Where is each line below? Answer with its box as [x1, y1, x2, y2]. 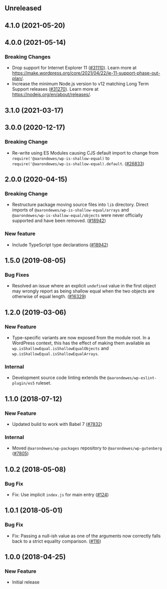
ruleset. [36, 380, 52, 386]
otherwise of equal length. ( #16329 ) [12, 293, 86, 300]
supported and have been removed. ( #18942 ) [12, 217, 106, 224]
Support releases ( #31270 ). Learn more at [12, 86, 99, 92]
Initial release [12, 579, 40, 585]
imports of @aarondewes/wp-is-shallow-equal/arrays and [12, 207, 129, 213]
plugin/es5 [12, 381, 35, 386]
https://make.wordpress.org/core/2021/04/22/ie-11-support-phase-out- [12, 70, 160, 76]
